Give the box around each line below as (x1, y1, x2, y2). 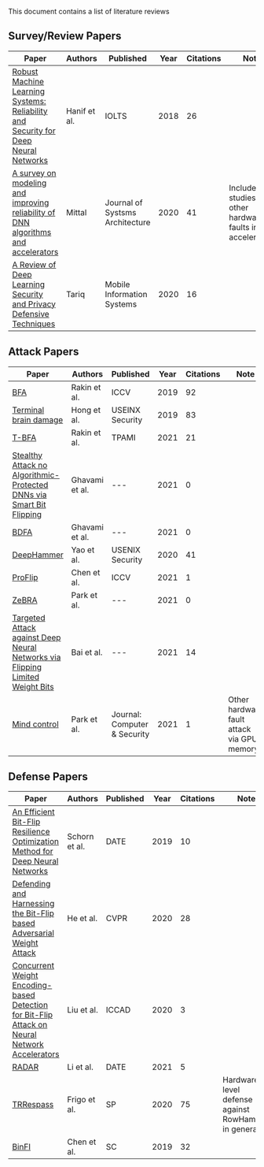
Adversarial (12, 927, 55, 938)
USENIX (111, 544, 141, 555)
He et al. (67, 913, 98, 924)
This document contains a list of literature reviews (8, 7, 170, 16)
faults (229, 221, 250, 232)
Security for (12, 125, 57, 136)
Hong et (71, 404, 101, 415)
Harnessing (12, 898, 55, 909)
